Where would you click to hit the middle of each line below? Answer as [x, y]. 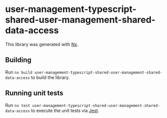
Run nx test [18, 105]
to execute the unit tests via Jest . [65, 110]
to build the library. [50, 77]
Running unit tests [34, 93]
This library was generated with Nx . [42, 44]
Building [18, 60]
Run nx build [19, 72]
